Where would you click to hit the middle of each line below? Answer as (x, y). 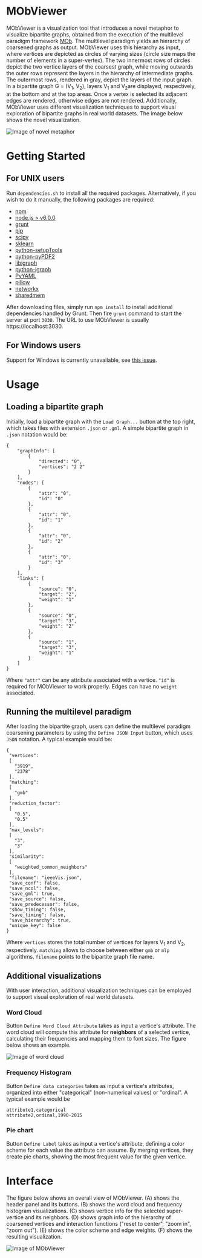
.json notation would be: (37, 434)
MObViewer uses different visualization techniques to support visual (91, 107)
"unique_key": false (35, 926)
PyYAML (25, 276)
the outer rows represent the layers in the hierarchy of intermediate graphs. (100, 73)
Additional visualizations (54, 976)
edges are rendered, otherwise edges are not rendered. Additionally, (92, 100)
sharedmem (30, 295)
